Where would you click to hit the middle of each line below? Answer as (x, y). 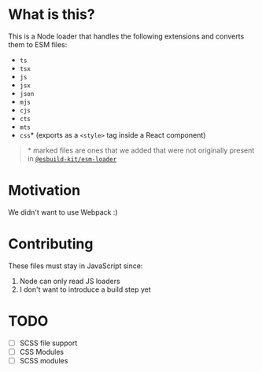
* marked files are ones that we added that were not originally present (141, 150)
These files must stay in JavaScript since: (76, 266)
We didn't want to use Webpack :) (63, 212)
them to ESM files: (38, 44)
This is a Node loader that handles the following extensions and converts (126, 36)
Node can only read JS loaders (70, 281)
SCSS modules (44, 360)
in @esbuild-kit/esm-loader (72, 158)
